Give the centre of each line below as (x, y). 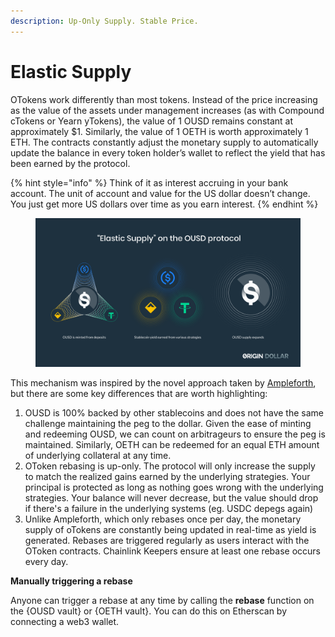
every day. (46, 562)
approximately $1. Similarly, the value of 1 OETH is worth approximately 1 (159, 131)
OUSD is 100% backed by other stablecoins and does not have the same (174, 413)
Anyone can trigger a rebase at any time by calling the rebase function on (162, 601)
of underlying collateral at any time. (98, 456)
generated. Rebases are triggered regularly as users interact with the (167, 541)
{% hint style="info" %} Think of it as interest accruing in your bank (149, 182)
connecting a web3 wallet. (65, 622)
